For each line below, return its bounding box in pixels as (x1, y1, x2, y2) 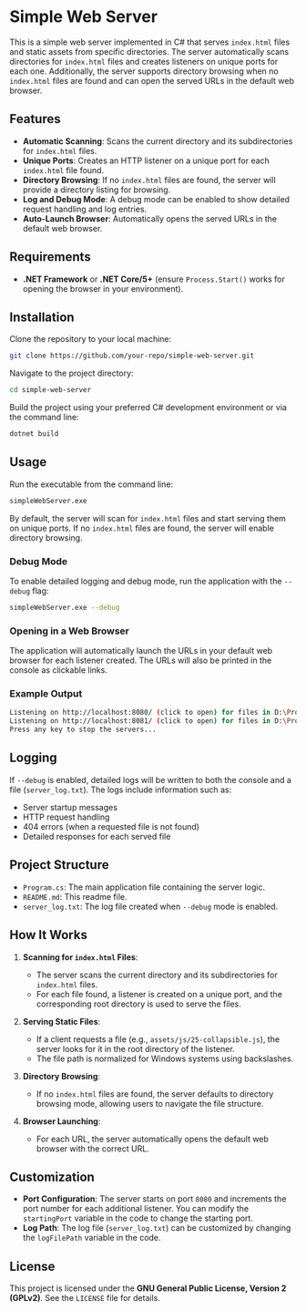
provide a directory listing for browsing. (22, 184, 171, 195)
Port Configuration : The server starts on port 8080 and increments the (22, 1193, 287, 1204)
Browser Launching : (22, 1115, 101, 1127)
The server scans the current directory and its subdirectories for (36, 969, 278, 980)
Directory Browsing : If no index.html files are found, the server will (22, 174, 276, 185)
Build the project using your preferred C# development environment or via (9, 402, 287, 413)
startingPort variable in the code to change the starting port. (22, 1213, 253, 1223)
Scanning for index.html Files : (22, 951, 138, 963)
